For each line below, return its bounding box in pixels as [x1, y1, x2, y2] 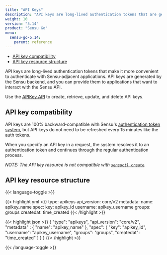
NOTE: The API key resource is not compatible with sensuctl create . [5, 162, 146, 168]
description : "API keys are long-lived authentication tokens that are [5, 12, 157, 17]
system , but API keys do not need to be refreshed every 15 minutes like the [5, 126, 159, 132]
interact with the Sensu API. [5, 84, 62, 90]
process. [5, 152, 23, 158]
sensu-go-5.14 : [9, 35, 41, 40]
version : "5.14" [5, 21, 39, 26]
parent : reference [14, 40, 52, 45]
